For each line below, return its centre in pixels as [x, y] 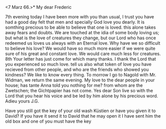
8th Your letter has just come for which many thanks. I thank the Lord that [81, 59]
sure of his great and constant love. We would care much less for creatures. [83, 54]
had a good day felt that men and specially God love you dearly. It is [75, 22]
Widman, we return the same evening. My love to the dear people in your [80, 80]
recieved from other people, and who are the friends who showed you [77, 69]
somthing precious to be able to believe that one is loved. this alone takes [81, 27]
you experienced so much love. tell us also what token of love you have [79, 64]
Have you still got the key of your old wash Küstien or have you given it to [81, 111]
